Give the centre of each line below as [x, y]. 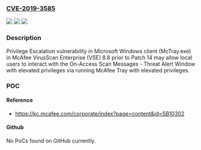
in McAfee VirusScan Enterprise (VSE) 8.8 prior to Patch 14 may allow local [99, 57]
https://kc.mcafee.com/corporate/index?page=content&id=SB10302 [100, 113]
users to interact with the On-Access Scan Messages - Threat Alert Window [101, 64]
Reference [20, 100]
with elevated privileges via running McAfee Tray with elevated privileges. [98, 70]
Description [24, 38]
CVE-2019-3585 [31, 8]
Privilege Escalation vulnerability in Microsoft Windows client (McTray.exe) [99, 51]
